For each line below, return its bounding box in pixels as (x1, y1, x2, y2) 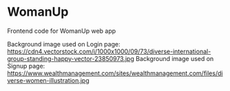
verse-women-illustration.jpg (7, 76, 90, 84)
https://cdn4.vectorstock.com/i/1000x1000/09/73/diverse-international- (7, 47, 211, 55)
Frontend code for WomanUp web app (7, 27, 116, 35)
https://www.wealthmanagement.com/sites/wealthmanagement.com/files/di (7, 69, 223, 77)
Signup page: (7, 62, 45, 70)
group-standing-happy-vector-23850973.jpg (7, 54, 134, 62)
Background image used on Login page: (7, 40, 121, 48)
